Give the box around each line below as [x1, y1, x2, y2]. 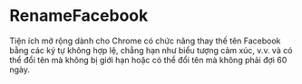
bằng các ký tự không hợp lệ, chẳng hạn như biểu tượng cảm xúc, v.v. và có [9, 44, 293, 55]
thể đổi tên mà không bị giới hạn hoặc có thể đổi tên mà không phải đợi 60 [9, 54, 287, 65]
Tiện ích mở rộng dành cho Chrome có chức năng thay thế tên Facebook [9, 35, 281, 46]
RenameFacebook [9, 5, 149, 26]
